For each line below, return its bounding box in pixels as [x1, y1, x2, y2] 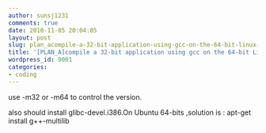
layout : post [8, 33, 51, 42]
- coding [8, 70, 37, 78]
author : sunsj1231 [8, 11, 69, 20]
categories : [8, 63, 47, 71]
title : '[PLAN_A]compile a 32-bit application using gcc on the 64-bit [8, 48, 249, 56]
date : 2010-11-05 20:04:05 [8, 26, 97, 34]
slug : [8, 41, 26, 49]
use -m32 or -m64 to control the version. [8, 92, 142, 101]
